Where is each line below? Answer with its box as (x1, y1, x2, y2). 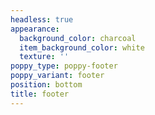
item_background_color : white (19, 42, 145, 53)
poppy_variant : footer (10, 71, 105, 81)
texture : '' (19, 52, 70, 62)
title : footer (10, 89, 70, 99)
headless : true (10, 14, 74, 25)
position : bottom (10, 80, 83, 90)
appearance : (10, 24, 60, 34)
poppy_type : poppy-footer (10, 61, 118, 71)
